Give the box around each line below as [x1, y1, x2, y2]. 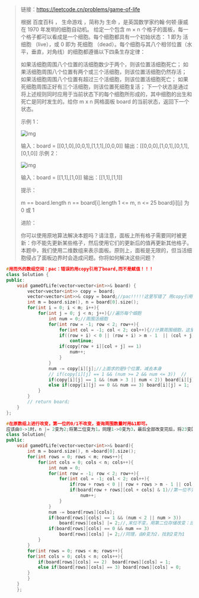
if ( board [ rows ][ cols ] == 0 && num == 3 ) [48, 526, 150, 532]
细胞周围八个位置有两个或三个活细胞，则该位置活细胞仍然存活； [31, 68, 187, 75]
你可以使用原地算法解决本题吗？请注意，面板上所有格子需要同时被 [20, 232, 182, 239]
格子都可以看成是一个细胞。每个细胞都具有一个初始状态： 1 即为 [25, 33, 182, 40]
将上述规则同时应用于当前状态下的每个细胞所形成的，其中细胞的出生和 [20, 90, 192, 98]
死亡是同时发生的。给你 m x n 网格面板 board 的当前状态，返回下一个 [20, 98, 190, 105]
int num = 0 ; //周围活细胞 [48, 315, 108, 322]
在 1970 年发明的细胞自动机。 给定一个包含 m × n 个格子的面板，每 [20, 26, 184, 33]
